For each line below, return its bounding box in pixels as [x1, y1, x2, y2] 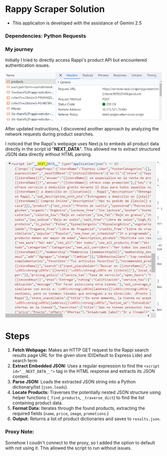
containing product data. [12, 400, 63, 406]
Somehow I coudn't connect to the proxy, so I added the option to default [5, 440, 155, 446]
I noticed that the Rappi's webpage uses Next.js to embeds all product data [5, 141, 159, 147]
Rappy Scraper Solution [5, 3, 105, 15]
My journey [5, 46, 34, 53]
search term [12, 357, 37, 364]
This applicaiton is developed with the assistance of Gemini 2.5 [12, 20, 142, 26]
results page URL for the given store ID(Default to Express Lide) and [12, 352, 152, 358]
